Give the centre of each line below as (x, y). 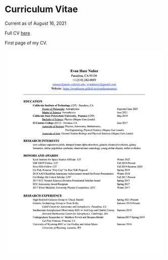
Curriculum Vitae (41, 9)
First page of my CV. (26, 43)
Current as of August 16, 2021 (36, 23)
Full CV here (18, 33)
